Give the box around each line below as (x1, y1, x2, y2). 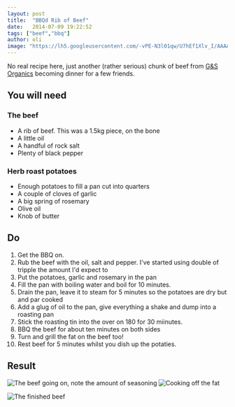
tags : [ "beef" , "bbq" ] (7, 29, 71, 37)
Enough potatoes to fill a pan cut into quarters (17, 182, 150, 190)
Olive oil (17, 204, 41, 213)
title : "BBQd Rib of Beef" (7, 17, 90, 24)
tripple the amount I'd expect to (17, 265, 108, 273)
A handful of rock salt (17, 141, 80, 150)
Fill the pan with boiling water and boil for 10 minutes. (17, 280, 171, 289)
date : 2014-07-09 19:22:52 (7, 23, 92, 30)
